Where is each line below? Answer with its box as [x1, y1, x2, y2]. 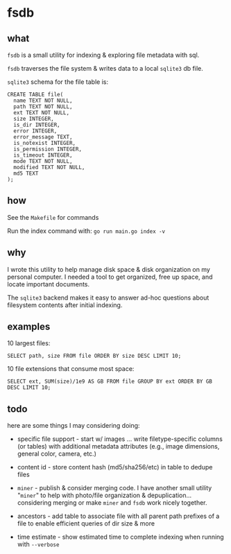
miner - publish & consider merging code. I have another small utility [17, 484, 212, 492]
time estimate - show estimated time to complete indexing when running [17, 533, 224, 542]
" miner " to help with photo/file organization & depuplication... [17, 491, 192, 500]
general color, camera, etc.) [17, 449, 97, 458]
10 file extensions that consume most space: [7, 365, 135, 373]
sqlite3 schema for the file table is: [7, 78, 109, 86]
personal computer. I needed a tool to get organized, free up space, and [7, 272, 213, 281]
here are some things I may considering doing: [7, 422, 140, 430]
